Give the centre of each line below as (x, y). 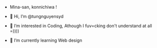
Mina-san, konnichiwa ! (33, 7)
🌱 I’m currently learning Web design (46, 40)
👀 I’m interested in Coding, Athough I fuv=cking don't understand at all (81, 26)
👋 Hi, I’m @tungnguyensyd (37, 16)
